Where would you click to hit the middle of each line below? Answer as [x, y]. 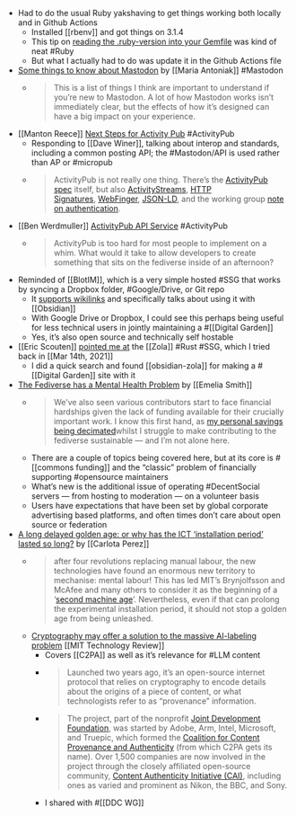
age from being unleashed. [104, 618]
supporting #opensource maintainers [100, 477]
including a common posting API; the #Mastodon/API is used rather [155, 153]
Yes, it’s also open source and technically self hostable [132, 337]
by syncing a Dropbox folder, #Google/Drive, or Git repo [121, 289]
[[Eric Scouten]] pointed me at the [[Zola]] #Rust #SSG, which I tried [144, 346]
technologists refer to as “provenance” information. [162, 701]
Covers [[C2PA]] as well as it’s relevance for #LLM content [152, 655]
